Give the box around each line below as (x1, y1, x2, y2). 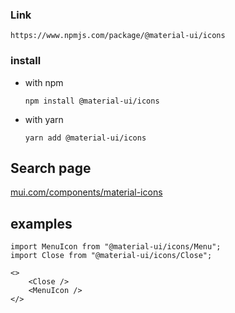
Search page (10, 159, 92, 177)
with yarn (24, 113, 64, 125)
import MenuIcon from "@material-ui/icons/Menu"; (10, 242, 222, 252)
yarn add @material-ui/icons (24, 133, 147, 143)
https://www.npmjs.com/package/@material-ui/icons (10, 31, 226, 41)
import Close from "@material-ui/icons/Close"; (10, 251, 213, 261)
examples (10, 215, 73, 232)
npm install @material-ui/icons (24, 96, 160, 106)
